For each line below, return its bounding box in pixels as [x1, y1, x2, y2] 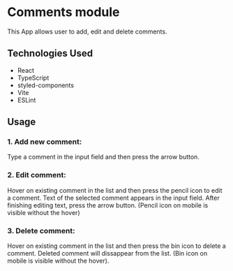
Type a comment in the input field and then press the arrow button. [7, 153, 200, 161]
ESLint [17, 96, 36, 104]
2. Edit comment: [7, 170, 66, 180]
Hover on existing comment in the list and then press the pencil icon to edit [7, 186, 223, 194]
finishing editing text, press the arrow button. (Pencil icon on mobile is [7, 200, 209, 210]
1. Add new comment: [7, 137, 82, 147]
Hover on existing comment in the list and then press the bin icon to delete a [7, 242, 227, 250]
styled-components [17, 81, 75, 89]
